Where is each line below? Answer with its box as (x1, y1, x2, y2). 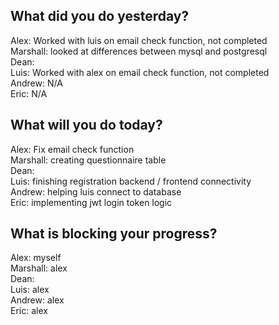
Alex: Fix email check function (10, 143, 135, 155)
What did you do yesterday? (10, 8, 190, 25)
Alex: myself (10, 252, 62, 264)
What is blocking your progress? (10, 225, 218, 243)
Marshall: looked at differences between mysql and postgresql (10, 45, 268, 57)
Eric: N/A (10, 87, 48, 99)
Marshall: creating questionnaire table (10, 154, 167, 166)
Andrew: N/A (10, 77, 63, 89)
